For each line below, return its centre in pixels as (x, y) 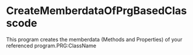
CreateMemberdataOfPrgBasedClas (97, 11)
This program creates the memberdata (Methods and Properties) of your (94, 39)
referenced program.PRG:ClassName (51, 46)
